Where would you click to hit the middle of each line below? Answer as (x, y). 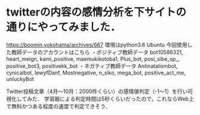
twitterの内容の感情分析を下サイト (91, 12)
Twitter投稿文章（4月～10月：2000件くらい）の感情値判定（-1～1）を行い (97, 91)
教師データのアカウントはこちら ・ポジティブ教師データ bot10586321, (97, 52)
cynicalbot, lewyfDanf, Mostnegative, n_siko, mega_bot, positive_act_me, (96, 73)
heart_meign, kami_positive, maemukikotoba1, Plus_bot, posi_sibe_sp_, (93, 59)
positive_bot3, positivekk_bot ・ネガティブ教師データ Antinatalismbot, (92, 66)
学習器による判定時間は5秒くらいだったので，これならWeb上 (119, 98)
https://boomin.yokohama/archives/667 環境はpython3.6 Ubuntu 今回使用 (97, 45)
